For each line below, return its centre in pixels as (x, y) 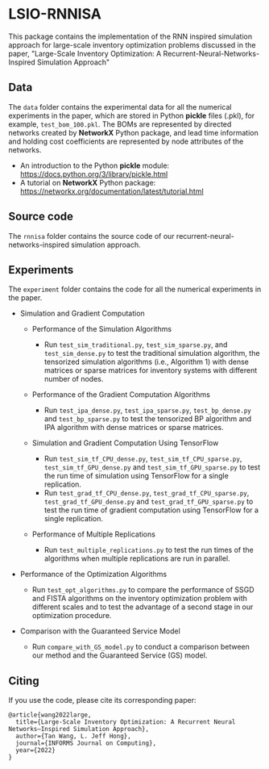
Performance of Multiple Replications (93, 534)
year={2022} (36, 750)
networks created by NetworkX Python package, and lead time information (134, 132)
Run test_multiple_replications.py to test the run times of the (149, 550)
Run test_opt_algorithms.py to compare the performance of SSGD (143, 590)
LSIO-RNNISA (55, 14)
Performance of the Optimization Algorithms (93, 575)
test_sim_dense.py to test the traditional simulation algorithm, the (152, 353)
